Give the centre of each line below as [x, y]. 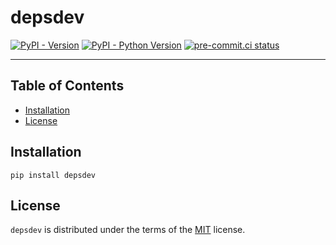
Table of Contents [67, 86]
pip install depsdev [53, 175]
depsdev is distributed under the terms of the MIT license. [128, 230]
